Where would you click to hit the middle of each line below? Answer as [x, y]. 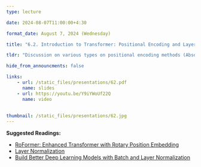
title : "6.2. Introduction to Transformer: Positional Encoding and [93, 44]
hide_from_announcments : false [45, 66]
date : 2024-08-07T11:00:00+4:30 [46, 23]
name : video [37, 99]
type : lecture [24, 12]
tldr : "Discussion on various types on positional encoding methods [93, 55]
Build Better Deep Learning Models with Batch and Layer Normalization [102, 157]
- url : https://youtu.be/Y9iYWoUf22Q [64, 94]
